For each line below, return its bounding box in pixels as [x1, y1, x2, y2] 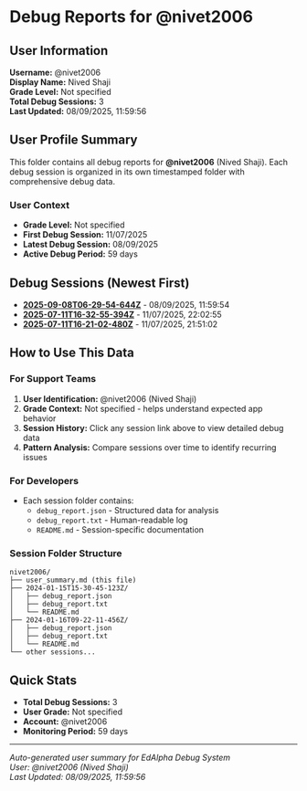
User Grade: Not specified [22, 706, 123, 718]
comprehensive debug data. [9, 175, 116, 186]
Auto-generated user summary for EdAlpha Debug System [9, 752, 231, 764]
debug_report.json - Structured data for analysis [36, 504, 219, 515]
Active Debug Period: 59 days [22, 248, 139, 259]
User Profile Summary [9, 132, 138, 148]
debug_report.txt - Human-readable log [36, 514, 189, 525]
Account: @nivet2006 [22, 716, 108, 727]
